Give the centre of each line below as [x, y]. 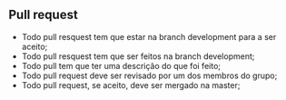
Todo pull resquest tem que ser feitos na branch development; [138, 56]
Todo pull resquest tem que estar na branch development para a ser [149, 36]
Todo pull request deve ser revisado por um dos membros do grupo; [149, 75]
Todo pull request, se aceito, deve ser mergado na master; [131, 85]
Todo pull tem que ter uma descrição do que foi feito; [121, 65]
